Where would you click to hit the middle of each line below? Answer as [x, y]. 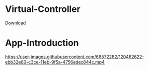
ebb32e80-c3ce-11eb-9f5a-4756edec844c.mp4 [55, 62]
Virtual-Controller [43, 9]
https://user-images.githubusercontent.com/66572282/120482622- [75, 57]
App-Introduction [42, 43]
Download [16, 23]
